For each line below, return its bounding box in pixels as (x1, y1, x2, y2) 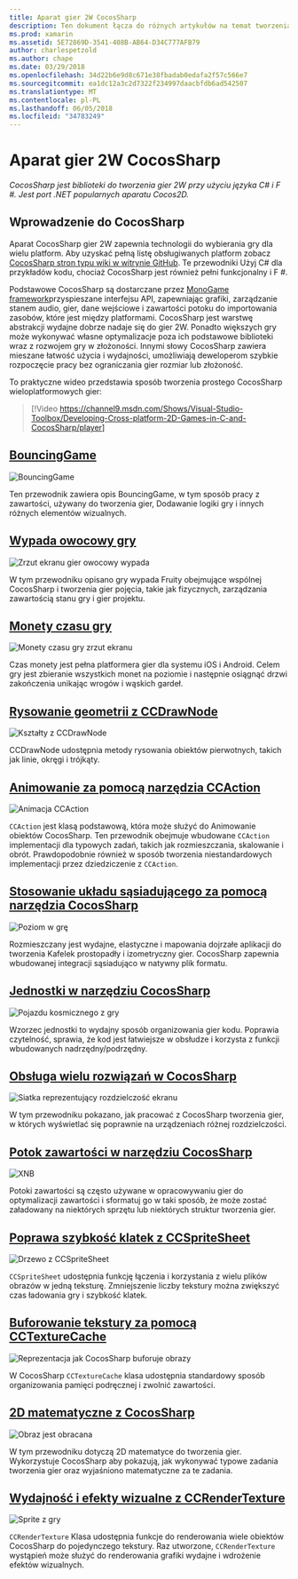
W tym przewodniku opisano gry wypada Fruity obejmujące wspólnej (9, 574, 262, 584)
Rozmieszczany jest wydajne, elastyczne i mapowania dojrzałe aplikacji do (9, 939, 282, 949)
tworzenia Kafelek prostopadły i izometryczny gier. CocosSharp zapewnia (9, 948, 279, 959)
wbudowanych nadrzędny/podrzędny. (9, 1043, 148, 1053)
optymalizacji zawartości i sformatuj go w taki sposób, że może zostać (9, 1195, 268, 1206)
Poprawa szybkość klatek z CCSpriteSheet (9, 1230, 251, 1245)
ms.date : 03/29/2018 (9, 63, 86, 72)
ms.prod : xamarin (9, 29, 74, 38)
